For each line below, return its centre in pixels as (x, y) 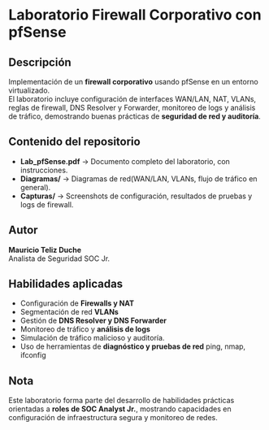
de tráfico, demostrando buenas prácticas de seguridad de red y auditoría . (135, 116)
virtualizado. (29, 90)
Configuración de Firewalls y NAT (77, 303)
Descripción (40, 62)
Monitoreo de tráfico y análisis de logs (85, 329)
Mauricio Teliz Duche (45, 250)
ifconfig (33, 355)
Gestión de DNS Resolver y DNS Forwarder (93, 321)
